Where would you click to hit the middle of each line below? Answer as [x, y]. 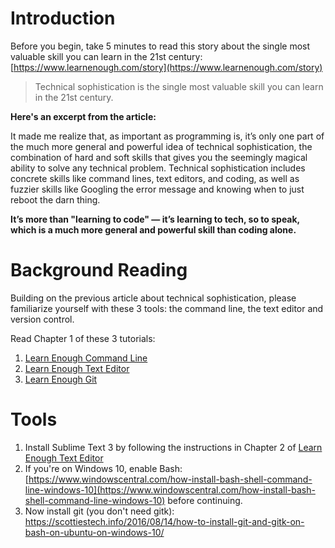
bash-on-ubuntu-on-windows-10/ [94, 532]
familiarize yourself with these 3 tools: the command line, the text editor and [167, 308]
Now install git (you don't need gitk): [99, 511]
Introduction [63, 18]
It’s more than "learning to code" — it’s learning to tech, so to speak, [155, 219]
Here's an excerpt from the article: [83, 116]
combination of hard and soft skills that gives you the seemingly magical [159, 157]
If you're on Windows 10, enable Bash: [103, 468]
